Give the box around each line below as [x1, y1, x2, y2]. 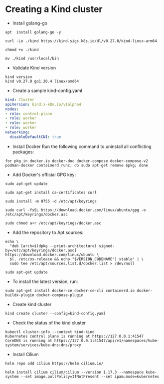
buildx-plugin [5, 292, 35, 297]
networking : [5, 130, 30, 135]
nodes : [5, 106, 19, 111]
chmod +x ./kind [5, 47, 39, 52]
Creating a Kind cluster [5, 3, 103, 15]
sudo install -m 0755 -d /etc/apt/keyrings [5, 198, 97, 203]
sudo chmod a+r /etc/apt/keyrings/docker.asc [5, 220, 101, 225]
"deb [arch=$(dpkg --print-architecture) [9, 243, 97, 248]
